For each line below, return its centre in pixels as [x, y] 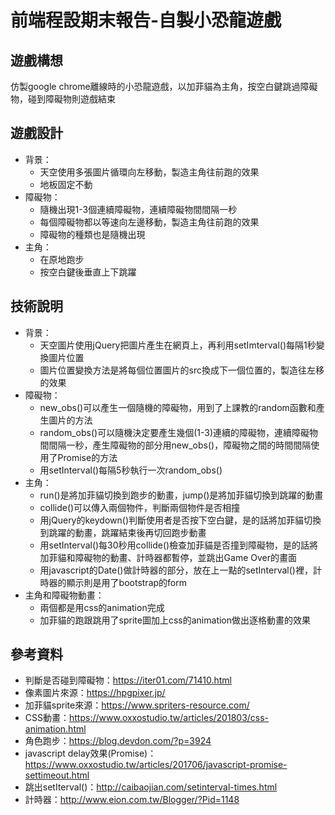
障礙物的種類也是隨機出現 [92, 234]
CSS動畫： [47, 718]
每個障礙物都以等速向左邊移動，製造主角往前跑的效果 [149, 222]
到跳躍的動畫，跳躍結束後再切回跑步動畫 [123, 532]
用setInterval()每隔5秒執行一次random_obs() [131, 470]
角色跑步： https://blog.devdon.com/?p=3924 [118, 741]
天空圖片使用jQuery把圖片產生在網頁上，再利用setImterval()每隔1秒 [178, 345]
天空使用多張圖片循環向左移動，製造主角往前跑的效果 [149, 172]
